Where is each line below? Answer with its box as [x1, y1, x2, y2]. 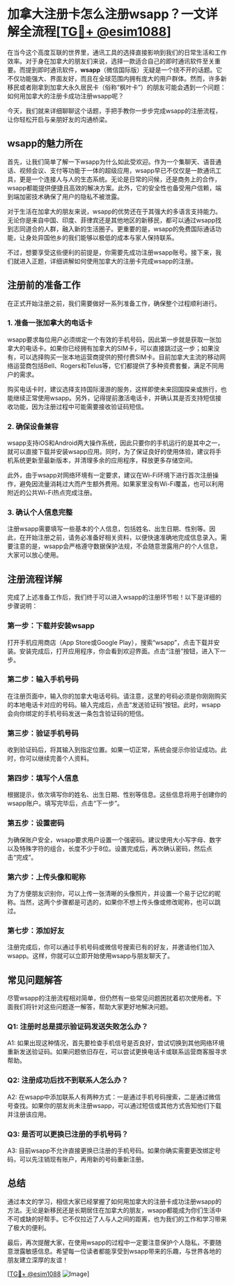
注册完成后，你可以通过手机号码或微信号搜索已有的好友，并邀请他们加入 [7, 943, 214, 952]
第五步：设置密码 [7, 819, 65, 828]
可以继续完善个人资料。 [25, 754, 93, 763]
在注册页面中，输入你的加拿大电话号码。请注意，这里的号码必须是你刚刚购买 [7, 692, 227, 700]
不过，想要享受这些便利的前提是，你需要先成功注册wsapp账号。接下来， [7, 248, 216, 257]
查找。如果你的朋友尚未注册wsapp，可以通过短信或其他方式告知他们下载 [13, 1101, 221, 1109]
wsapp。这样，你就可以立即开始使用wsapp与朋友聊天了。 [7, 952, 174, 960]
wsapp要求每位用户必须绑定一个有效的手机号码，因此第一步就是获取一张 [7, 335, 216, 344]
